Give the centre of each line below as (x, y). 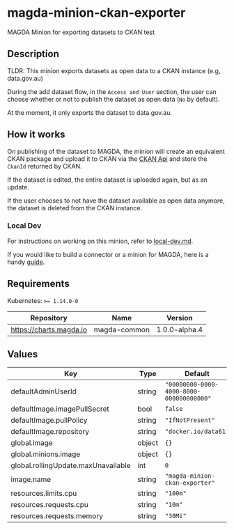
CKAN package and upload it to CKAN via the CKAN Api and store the (107, 159)
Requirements (38, 284)
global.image (32, 443)
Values (23, 354)
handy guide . (26, 262)
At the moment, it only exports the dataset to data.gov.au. (90, 112)
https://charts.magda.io (49, 329)
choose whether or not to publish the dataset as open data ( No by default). (114, 99)
